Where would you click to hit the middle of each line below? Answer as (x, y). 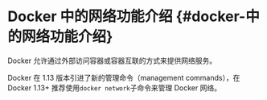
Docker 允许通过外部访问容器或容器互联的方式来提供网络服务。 (112, 60)
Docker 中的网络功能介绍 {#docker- (127, 17)
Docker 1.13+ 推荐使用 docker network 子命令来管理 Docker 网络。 (115, 87)
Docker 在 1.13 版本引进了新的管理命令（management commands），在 (124, 77)
